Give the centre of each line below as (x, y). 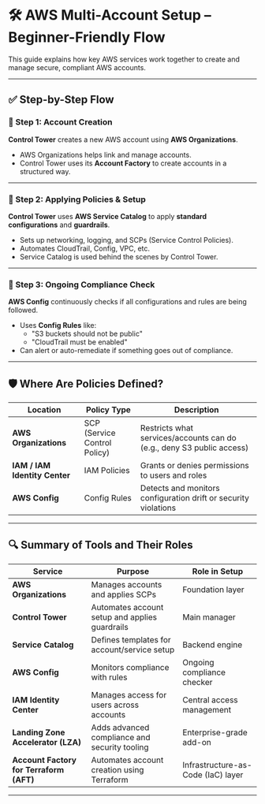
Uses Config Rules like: (58, 326)
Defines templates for (131, 639)
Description (196, 410)
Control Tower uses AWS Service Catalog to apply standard (108, 216)
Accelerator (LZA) (47, 742)
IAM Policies (107, 471)
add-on (197, 742)
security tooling (120, 747)
